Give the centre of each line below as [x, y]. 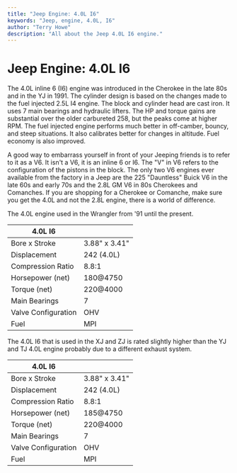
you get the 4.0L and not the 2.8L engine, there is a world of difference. [111, 200]
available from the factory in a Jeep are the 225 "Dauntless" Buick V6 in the [117, 177]
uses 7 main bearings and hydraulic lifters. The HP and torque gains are [111, 111]
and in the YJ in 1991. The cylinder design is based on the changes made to [117, 96]
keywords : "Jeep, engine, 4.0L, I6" [61, 21]
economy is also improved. [47, 141]
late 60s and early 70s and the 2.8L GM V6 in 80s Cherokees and [103, 185]
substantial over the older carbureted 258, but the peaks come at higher [112, 118]
